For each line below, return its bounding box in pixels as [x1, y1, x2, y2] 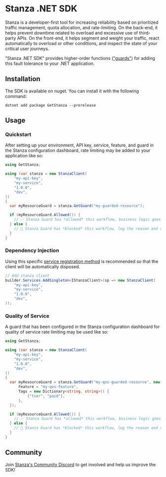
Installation [5, 75, 41, 83]
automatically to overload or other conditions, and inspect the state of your [5, 40, 158, 46]
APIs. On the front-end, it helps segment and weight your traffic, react [17, 35, 160, 41]
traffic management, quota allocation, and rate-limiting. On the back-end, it [5, 24, 158, 30]
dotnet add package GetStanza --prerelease [5, 102, 96, 108]
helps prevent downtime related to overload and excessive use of [5, 30, 138, 36]
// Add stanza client [5, 273, 50, 278]
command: [5, 93, 27, 99]
